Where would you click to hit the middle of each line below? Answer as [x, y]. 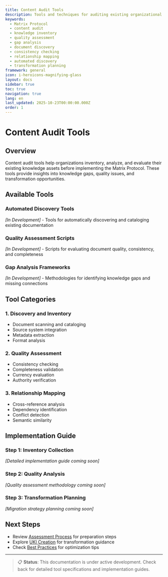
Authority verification [34, 380]
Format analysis [29, 340]
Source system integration [39, 330]
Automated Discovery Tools [40, 209]
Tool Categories [30, 299]
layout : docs [19, 80]
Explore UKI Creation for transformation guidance [63, 542]
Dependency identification [40, 409]
